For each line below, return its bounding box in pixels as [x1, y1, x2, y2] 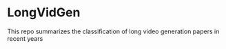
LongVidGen [7, 5, 81, 20]
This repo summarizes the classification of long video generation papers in [7, 27, 220, 35]
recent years [7, 34, 43, 42]
